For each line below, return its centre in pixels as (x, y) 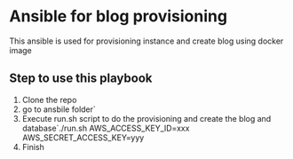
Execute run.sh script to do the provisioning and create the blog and (146, 118)
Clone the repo (49, 99)
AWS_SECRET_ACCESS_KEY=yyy (83, 137)
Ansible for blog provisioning (119, 16)
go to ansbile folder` (59, 109)
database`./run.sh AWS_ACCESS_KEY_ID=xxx (106, 128)
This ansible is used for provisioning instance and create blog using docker (146, 41)
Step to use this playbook (81, 79)
